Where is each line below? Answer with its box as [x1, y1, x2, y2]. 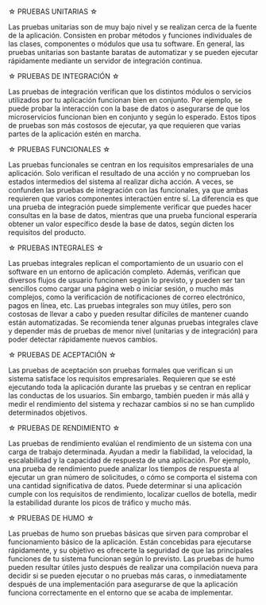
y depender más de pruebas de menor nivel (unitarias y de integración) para [8, 326, 258, 335]
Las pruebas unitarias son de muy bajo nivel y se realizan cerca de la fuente [8, 22, 257, 31]
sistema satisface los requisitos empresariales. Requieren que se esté [8, 374, 237, 383]
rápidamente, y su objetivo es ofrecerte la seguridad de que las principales [8, 545, 254, 555]
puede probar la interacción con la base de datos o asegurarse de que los [8, 103, 250, 113]
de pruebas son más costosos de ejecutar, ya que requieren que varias [8, 121, 241, 130]
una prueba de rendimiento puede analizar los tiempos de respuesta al [8, 464, 240, 473]
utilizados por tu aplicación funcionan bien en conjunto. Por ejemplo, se [8, 96, 243, 104]
